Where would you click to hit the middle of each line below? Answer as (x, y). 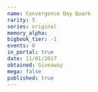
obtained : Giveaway (35, 65)
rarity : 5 (21, 20)
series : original (32, 26)
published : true (30, 78)
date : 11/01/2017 (32, 59)
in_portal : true (30, 53)
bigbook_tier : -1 (32, 39)
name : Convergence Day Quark (49, 13)
